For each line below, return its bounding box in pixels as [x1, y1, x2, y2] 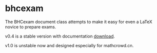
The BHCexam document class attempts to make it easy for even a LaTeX [5, 19, 153, 25]
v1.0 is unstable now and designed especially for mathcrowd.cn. [5, 42, 134, 48]
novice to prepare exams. [5, 24, 57, 29]
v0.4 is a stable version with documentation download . [5, 33, 115, 39]
